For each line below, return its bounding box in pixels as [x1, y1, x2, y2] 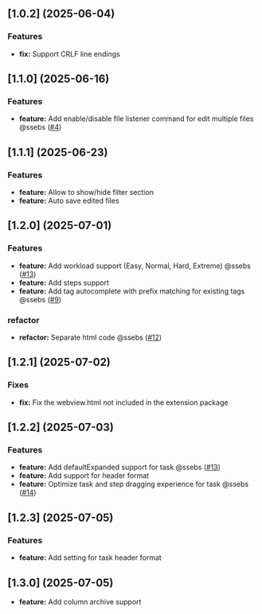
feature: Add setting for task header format [18, 553, 162, 562]
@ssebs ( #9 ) [18, 294, 61, 304]
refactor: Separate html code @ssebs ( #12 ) [18, 332, 162, 342]
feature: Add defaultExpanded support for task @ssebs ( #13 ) [18, 462, 221, 472]
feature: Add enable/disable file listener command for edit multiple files [18, 114, 254, 123]
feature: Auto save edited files [18, 196, 120, 206]
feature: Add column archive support [18, 597, 142, 606]
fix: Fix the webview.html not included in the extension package [18, 398, 229, 407]
